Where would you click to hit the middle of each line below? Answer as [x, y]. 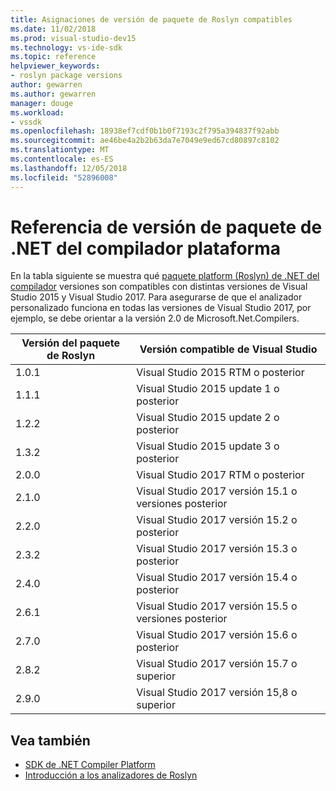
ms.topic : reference [53, 57]
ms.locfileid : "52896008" [64, 177]
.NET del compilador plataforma [145, 248]
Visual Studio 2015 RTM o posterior [220, 373]
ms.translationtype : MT [60, 150]
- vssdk [26, 122]
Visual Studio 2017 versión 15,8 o [217, 693]
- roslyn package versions [66, 76]
